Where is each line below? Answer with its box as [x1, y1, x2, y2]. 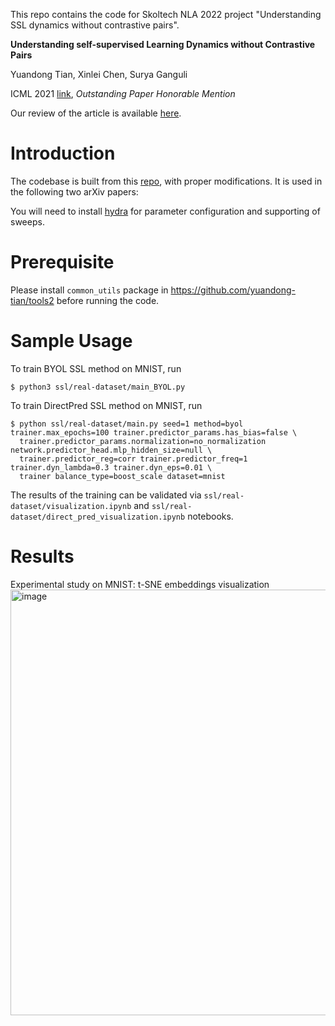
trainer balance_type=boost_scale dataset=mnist [19, 471, 226, 481]
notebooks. [187, 510, 234, 522]
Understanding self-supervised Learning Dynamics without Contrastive [10, 39, 316, 50]
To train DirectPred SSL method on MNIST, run [10, 399, 203, 411]
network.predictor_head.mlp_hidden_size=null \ [10, 445, 213, 455]
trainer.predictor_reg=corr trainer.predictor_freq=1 [19, 454, 248, 464]
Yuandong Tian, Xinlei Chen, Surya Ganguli [10, 69, 188, 80]
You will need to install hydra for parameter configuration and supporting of [10, 205, 321, 217]
